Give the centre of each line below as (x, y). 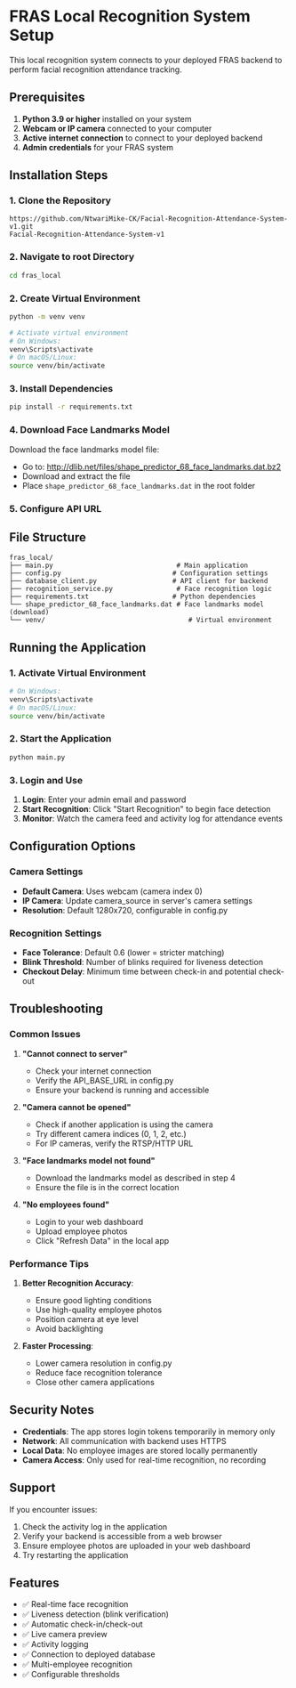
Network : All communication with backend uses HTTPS (124, 1440)
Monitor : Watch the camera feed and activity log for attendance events (152, 819)
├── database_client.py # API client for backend (139, 581)
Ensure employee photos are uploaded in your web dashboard (136, 1546)
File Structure (48, 537)
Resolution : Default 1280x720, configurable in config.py (125, 910)
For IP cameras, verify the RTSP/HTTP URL (114, 1143)
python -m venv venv (48, 316)
